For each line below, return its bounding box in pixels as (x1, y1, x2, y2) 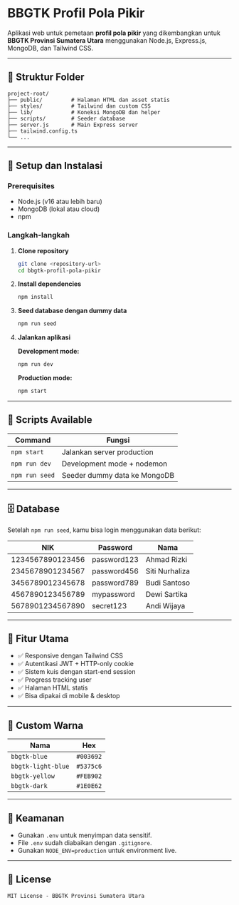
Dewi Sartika (145, 589, 188, 599)
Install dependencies (17, 280, 82, 288)
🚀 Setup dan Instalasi (7, 160, 103, 172)
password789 (92, 578, 139, 588)
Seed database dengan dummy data (17, 307, 127, 315)
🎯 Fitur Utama (7, 633, 69, 645)
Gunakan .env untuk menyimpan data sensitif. (17, 831, 152, 839)
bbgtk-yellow (11, 772, 55, 780)
